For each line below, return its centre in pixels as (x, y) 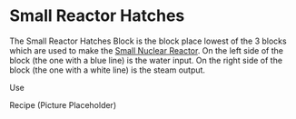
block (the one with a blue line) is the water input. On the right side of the (146, 60)
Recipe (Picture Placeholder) (63, 104)
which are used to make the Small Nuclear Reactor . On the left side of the (147, 50)
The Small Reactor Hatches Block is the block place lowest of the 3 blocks (148, 41)
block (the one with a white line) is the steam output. (108, 70)
